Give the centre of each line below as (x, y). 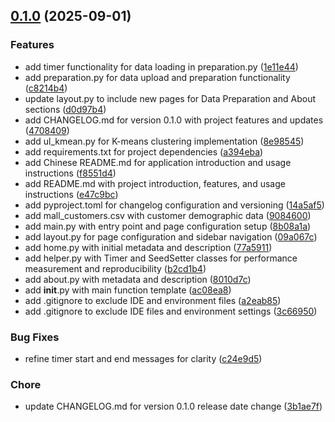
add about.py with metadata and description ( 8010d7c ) (138, 279)
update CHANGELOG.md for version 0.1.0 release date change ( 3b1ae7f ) (173, 406)
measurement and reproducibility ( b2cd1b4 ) (115, 268)
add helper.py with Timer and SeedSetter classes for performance (161, 258)
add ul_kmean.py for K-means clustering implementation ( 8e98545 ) (164, 141)
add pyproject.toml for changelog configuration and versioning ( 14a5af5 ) (174, 205)
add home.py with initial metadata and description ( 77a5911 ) (148, 247)
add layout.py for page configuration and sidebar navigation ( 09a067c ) (171, 236)
